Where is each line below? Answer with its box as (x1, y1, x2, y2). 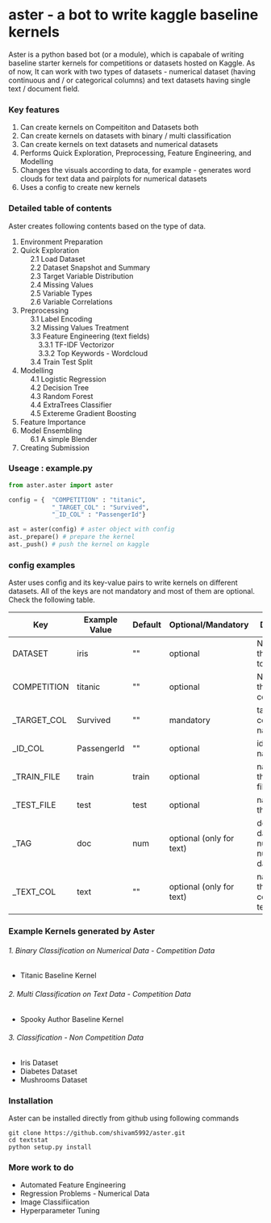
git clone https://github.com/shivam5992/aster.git (8, 1129, 186, 1137)
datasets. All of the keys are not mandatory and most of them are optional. (8, 586, 256, 596)
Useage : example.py (8, 463, 93, 474)
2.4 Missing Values (30, 279, 94, 289)
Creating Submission (19, 443, 90, 452)
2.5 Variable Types (30, 288, 93, 298)
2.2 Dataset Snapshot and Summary (30, 263, 151, 272)
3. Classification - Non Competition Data (8, 1032, 144, 1043)
